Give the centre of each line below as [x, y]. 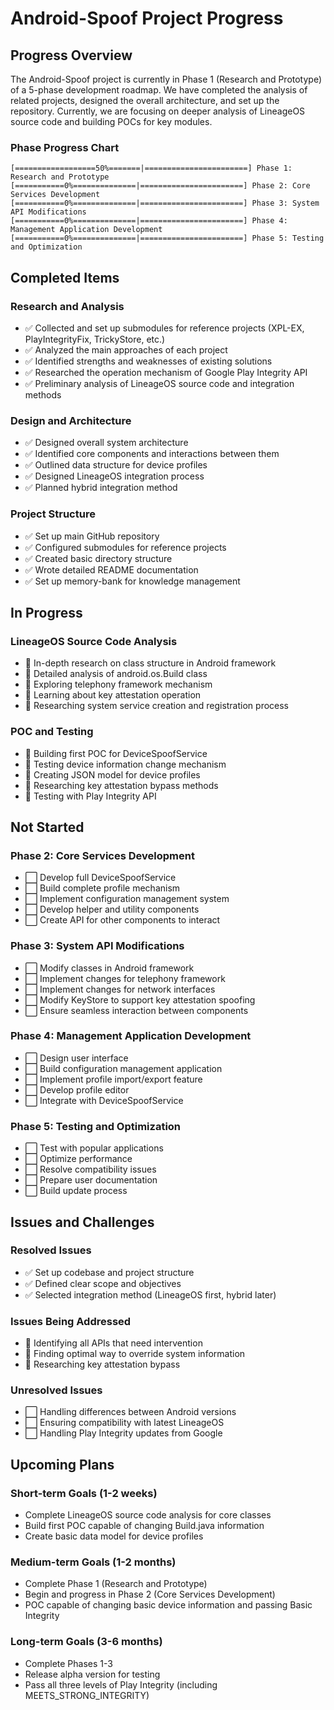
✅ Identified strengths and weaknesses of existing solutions [148, 361]
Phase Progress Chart [65, 147]
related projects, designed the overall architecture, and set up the [145, 100]
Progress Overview [71, 55]
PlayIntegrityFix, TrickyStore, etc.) [95, 339]
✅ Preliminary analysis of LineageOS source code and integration [159, 383]
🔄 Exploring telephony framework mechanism [118, 684]
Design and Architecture [71, 420]
